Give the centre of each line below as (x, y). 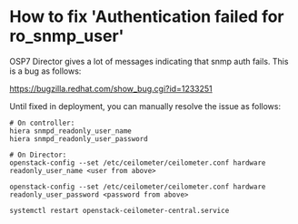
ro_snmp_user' (67, 36)
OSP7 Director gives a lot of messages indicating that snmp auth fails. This (149, 61)
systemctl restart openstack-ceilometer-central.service (119, 210)
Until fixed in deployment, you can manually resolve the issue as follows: (145, 106)
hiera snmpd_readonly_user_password (79, 138)
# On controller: (42, 123)
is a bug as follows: (45, 71)
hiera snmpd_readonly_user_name (70, 131)
